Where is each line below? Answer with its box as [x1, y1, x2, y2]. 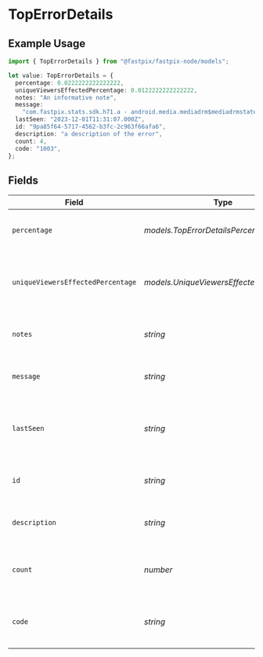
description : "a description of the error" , [15, 130, 163, 138]
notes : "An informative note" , [15, 93, 117, 101]
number [143, 564, 173, 575]
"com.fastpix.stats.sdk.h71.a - [22, 108, 128, 116]
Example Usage [8, 37, 86, 50]
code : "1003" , [15, 144, 61, 152]
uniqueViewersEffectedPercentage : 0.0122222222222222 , [15, 86, 198, 94]
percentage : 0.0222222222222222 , [15, 78, 124, 87]
